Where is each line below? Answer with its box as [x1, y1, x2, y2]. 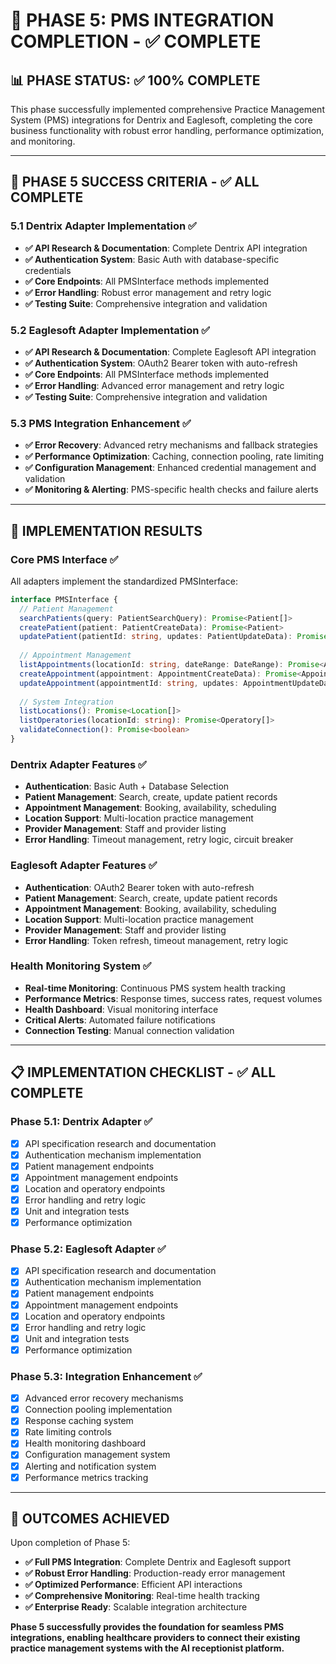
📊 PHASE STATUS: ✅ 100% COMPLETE [10, 72, 261, 89]
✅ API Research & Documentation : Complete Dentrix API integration [24, 242, 308, 254]
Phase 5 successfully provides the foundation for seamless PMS [10, 1621, 285, 1633]
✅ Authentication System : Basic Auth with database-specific [24, 253, 280, 265]
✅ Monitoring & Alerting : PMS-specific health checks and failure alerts [24, 484, 319, 496]
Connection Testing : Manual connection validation [24, 1024, 235, 1036]
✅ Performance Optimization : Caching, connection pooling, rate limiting [24, 450, 325, 463]
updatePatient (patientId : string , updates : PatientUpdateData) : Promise [19, 632, 329, 642]
